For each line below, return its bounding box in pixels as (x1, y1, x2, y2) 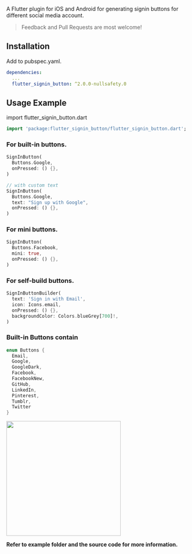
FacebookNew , (12, 376, 45, 382)
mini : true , (12, 250, 43, 256)
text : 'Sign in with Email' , (12, 296, 86, 302)
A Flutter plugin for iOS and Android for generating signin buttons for (6, 6, 179, 12)
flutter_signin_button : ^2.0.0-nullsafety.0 (12, 81, 127, 87)
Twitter (12, 404, 32, 410)
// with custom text (6, 182, 59, 189)
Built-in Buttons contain (6, 333, 78, 342)
